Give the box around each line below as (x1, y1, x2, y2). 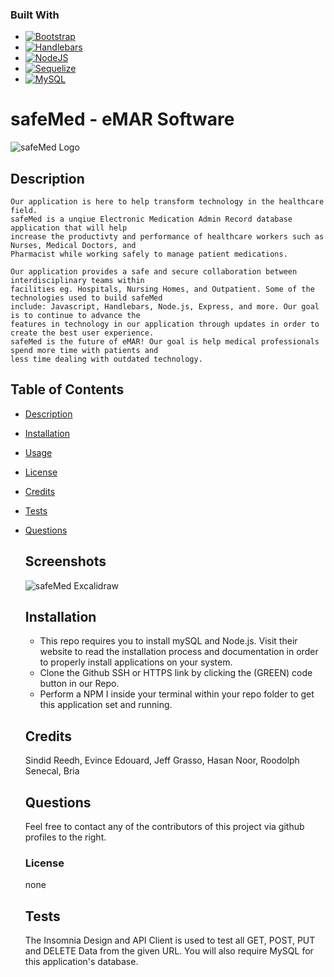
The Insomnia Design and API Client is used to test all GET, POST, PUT (24, 934, 316, 947)
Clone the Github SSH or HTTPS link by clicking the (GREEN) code (39, 667, 313, 679)
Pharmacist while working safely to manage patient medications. (10, 249, 288, 260)
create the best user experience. (10, 328, 155, 338)
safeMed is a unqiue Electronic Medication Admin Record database (10, 214, 293, 225)
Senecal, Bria (24, 765, 80, 777)
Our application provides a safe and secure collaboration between (10, 267, 298, 277)
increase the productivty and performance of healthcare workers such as (10, 232, 325, 242)
